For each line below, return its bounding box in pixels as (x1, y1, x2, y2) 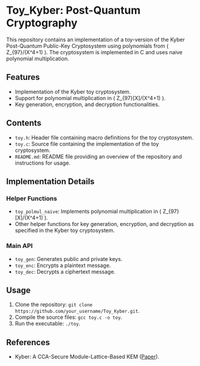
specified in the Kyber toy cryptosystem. (14, 227, 115, 234)
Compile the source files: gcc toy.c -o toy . (14, 314, 122, 321)
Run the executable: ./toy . (14, 320, 81, 327)
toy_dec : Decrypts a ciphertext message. (14, 268, 116, 275)
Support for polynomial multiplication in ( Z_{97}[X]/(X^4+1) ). (14, 94, 166, 101)
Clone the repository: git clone (14, 301, 93, 308)
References (6, 337, 50, 348)
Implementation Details (6, 176, 95, 187)
